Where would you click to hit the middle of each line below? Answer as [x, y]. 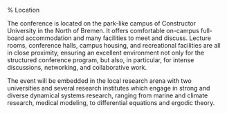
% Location [24, 10]
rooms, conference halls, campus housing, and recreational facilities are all [114, 45]
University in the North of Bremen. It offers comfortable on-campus [103, 31]
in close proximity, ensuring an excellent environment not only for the [106, 53]
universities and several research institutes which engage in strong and [109, 88]
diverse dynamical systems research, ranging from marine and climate [108, 95]
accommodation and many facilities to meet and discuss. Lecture [118, 38]
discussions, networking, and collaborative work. [77, 67]
